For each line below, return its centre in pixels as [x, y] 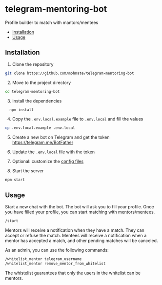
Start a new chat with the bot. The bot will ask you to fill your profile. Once [80, 206]
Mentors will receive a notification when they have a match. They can [75, 230]
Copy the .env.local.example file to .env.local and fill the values [78, 119]
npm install [22, 110]
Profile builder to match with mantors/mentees [52, 22]
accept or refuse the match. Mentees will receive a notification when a [76, 235]
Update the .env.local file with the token [53, 152]
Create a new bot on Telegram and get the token [61, 137]
